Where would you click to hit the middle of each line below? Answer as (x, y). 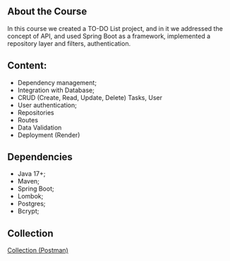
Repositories (36, 113)
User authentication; (47, 105)
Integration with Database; (56, 90)
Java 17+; (31, 174)
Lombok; (30, 196)
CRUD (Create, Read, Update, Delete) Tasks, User (90, 97)
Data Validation (40, 127)
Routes (28, 120)
